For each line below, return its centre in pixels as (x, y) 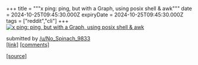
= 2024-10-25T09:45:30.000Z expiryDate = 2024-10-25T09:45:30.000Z (95, 15)
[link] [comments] (28, 45)
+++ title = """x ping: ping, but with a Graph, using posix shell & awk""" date (99, 8)
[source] (17, 56)
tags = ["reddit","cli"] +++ (38, 21)
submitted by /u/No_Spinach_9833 (48, 38)
